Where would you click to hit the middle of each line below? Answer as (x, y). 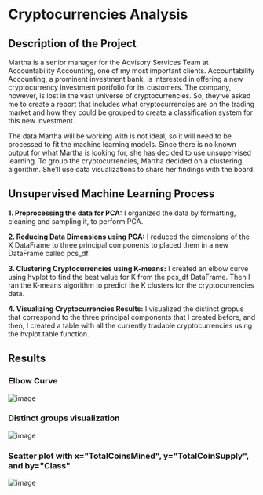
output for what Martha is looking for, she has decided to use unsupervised (130, 152)
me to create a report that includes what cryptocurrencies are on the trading (131, 104)
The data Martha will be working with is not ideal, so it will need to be (120, 136)
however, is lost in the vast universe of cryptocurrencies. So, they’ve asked (130, 95)
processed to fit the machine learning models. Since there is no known (122, 144)
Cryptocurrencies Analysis (98, 15)
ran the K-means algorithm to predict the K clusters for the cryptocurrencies (131, 285)
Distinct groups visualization (64, 418)
